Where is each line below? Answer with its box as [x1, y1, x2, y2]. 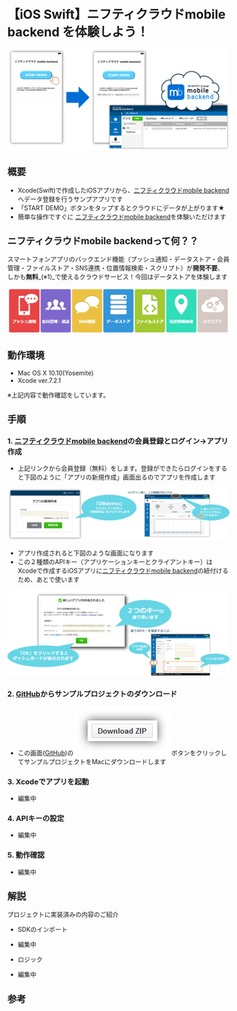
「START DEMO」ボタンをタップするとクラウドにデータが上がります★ [17, 203, 225, 212]
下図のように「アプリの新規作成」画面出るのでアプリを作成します [23, 473, 216, 481]
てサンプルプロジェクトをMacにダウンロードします [17, 757, 166, 766]
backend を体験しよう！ [7, 24, 150, 40]
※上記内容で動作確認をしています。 [7, 390, 110, 399]
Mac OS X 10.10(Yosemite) [17, 369, 94, 377]
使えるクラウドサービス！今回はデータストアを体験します [61, 273, 228, 281]
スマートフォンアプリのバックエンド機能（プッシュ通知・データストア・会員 [7, 255, 230, 263]
